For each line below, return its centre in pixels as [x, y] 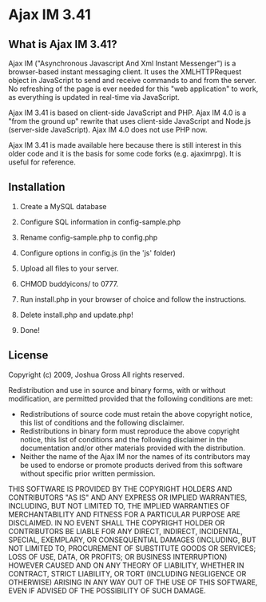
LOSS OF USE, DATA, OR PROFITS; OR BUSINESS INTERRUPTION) [118, 556]
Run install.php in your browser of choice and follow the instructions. [133, 299]
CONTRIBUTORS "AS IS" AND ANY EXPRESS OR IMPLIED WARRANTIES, [128, 497]
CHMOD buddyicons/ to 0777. [69, 283]
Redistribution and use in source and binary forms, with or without [117, 390]
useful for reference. [42, 162]
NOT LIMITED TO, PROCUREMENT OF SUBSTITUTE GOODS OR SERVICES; [132, 548]
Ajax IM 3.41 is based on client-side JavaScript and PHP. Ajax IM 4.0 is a [127, 113]
